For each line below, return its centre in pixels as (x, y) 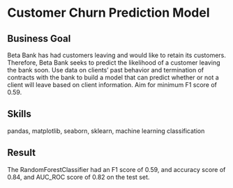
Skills (19, 114)
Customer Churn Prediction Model (108, 13)
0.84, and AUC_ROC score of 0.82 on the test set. (78, 177)
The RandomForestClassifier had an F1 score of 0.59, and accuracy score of (116, 169)
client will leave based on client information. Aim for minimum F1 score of (112, 85)
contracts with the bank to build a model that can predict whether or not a (113, 77)
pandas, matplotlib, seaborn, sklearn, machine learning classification (106, 131)
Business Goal (39, 39)
